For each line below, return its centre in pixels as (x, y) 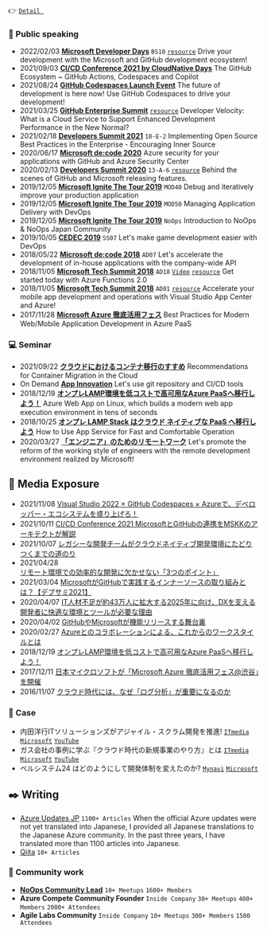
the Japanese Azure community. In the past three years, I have (122, 835)
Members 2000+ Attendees (60, 907)
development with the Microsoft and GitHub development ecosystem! (133, 60)
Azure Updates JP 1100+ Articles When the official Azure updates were (138, 817)
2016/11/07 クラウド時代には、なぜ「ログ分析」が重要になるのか (125, 692)
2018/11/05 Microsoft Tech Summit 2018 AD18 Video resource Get (127, 272)
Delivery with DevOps (55, 212)
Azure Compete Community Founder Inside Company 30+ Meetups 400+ (136, 898)
